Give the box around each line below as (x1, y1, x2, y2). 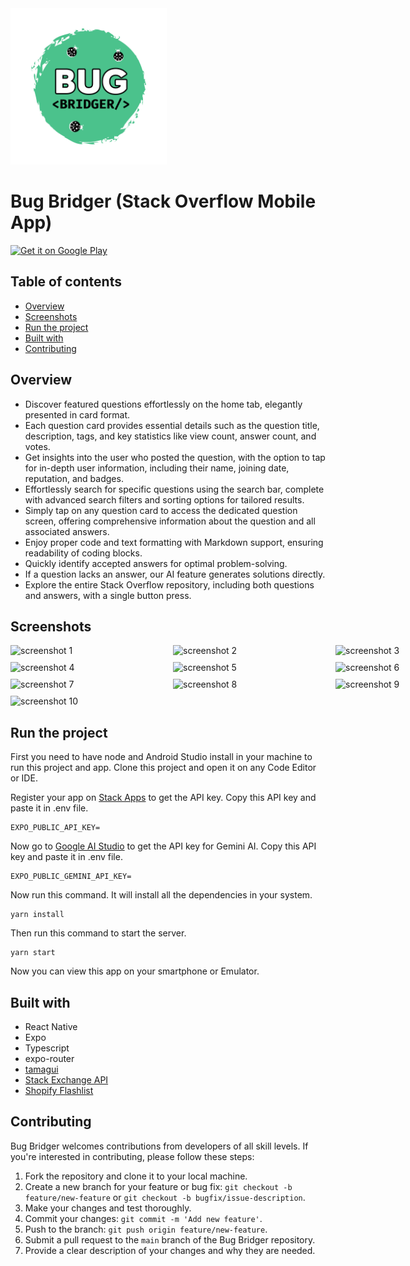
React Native (24, 1021, 78, 1032)
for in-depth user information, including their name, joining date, (24, 462, 290, 474)
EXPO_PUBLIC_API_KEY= (10, 823, 101, 833)
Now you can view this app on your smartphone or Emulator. (10, 965, 260, 977)
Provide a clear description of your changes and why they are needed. (24, 1244, 316, 1256)
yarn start (10, 948, 56, 958)
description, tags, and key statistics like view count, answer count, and (24, 430, 317, 442)
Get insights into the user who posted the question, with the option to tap (24, 451, 326, 463)
